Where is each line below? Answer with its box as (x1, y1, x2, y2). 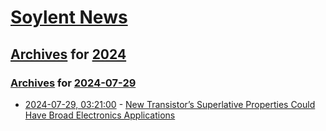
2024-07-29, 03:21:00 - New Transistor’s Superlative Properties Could (24, 98, 316, 110)
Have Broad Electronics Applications (24, 109, 176, 121)
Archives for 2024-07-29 (10, 76, 137, 90)
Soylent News (10, 6, 128, 29)
